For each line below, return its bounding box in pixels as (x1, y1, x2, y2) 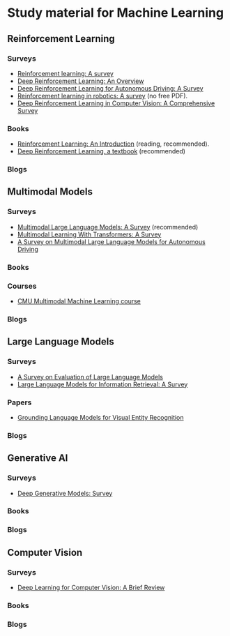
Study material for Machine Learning (7, 5, 224, 21)
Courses (7, 281, 37, 291)
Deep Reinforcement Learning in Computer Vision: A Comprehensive (17, 99, 215, 107)
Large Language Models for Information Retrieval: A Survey (17, 380, 188, 388)
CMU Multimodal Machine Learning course (17, 297, 141, 305)
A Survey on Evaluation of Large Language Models (17, 372, 164, 381)
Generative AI (7, 452, 68, 464)
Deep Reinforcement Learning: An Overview (17, 77, 144, 85)
